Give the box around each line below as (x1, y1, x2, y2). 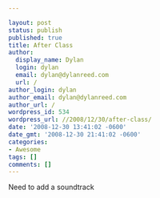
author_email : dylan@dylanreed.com (8, 93, 127, 101)
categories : (8, 138, 48, 146)
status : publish (8, 26, 62, 34)
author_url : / (8, 101, 56, 109)
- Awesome (8, 145, 42, 153)
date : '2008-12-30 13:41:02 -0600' (8, 123, 127, 131)
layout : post (8, 18, 52, 26)
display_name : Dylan (15, 56, 84, 64)
